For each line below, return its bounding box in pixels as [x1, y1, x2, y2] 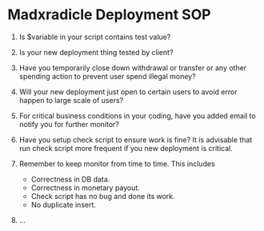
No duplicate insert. [30, 200, 97, 209]
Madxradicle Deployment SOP [7, 6, 211, 24]
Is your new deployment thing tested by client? [18, 47, 174, 57]
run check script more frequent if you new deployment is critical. [18, 143, 233, 153]
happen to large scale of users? [18, 95, 124, 105]
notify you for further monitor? [18, 119, 119, 129]
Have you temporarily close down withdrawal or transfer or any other [18, 62, 247, 73]
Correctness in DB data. [30, 174, 110, 184]
